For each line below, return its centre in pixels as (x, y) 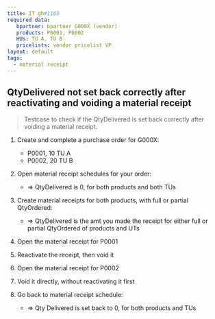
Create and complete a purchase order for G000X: (88, 140)
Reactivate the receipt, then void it (65, 255)
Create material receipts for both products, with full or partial (103, 200)
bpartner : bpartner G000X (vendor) (67, 26)
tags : (15, 58)
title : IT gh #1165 (33, 13)
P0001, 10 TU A (49, 153)
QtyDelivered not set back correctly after (97, 92)
